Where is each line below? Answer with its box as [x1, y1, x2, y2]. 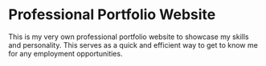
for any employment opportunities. [8, 49, 123, 58]
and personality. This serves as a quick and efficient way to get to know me [8, 40, 259, 49]
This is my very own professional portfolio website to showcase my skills [8, 32, 249, 41]
